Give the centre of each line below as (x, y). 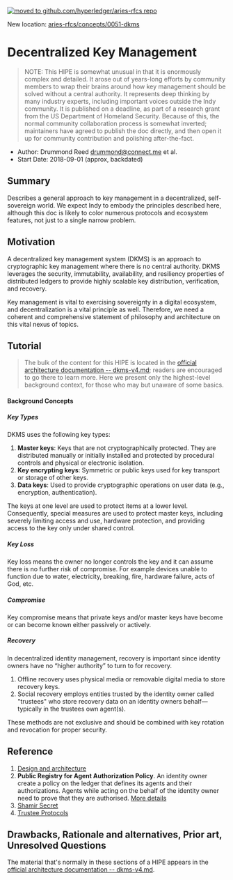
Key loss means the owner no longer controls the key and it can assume (110, 562)
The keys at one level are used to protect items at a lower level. (97, 506)
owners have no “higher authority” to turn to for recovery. (90, 665)
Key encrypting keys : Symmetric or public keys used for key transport (119, 470)
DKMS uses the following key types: (59, 434)
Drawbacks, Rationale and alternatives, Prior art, (115, 835)
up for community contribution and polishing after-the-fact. (109, 138)
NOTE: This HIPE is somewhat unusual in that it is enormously (113, 71)
